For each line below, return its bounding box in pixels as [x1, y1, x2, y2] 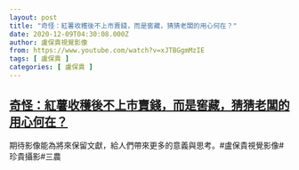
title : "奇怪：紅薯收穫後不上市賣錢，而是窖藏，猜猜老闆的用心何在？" [9, 21, 238, 30]
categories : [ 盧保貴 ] [9, 63, 93, 72]
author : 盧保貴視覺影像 [9, 37, 88, 47]
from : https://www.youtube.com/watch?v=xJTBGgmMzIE [9, 46, 205, 55]
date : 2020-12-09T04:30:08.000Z [9, 29, 129, 38]
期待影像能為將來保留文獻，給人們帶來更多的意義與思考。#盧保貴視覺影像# [9, 140, 285, 150]
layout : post [9, 12, 58, 22]
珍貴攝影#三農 [9, 150, 61, 161]
